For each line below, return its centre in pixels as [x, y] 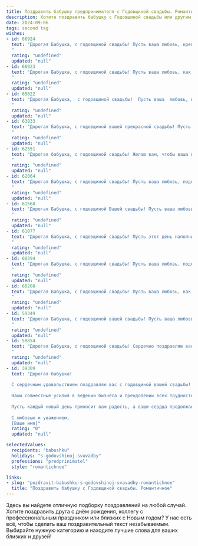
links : [14, 478]
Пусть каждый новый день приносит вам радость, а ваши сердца [89, 407]
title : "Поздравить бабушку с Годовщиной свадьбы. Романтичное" [92, 488]
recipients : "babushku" [40, 450]
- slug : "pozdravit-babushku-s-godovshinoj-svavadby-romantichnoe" [91, 483]
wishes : [16, 34]
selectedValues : [26, 445]
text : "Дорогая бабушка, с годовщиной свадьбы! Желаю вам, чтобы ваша [100, 154]
